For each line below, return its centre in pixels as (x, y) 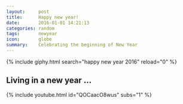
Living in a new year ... (49, 81)
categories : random (30, 28)
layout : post (28, 12)
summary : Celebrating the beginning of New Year (72, 45)
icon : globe (29, 39)
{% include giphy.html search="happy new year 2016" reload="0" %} (92, 62)
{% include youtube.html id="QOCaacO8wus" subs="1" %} (79, 94)
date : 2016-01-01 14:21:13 (48, 23)
